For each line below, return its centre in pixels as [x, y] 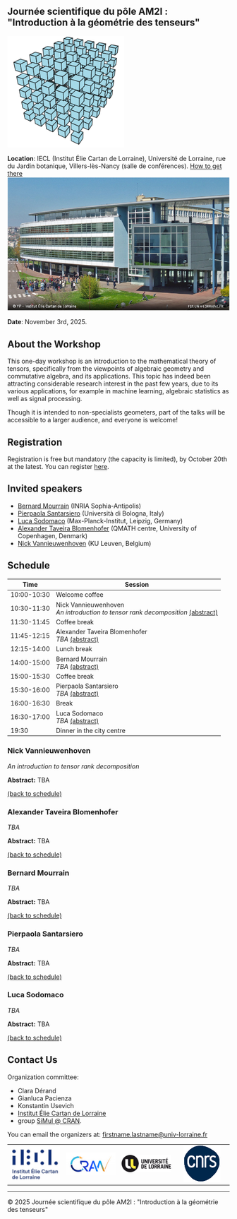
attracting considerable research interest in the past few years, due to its [113, 383]
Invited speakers [45, 489]
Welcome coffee [80, 595]
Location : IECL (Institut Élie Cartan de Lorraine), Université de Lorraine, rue [116, 158]
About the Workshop [54, 344]
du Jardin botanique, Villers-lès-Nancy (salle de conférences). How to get [115, 166]
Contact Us [32, 1060]
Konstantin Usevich [45, 1105]
